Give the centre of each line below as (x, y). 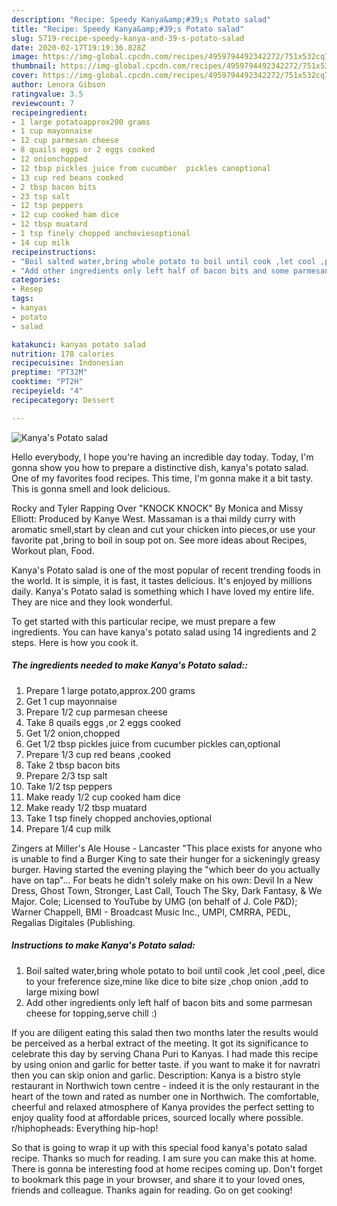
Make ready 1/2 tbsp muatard (86, 807)
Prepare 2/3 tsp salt (66, 775)
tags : (22, 299)
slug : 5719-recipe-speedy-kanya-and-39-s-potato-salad (128, 38)
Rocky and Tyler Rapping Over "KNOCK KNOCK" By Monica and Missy (157, 508)
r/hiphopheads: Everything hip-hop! (85, 1128)
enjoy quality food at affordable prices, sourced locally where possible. (157, 1117)
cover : (25, 76)
